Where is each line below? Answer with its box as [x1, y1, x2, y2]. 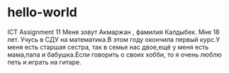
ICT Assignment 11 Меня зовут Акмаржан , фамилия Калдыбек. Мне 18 [7, 28, 220, 36]
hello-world [7, 4, 78, 21]
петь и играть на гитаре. [7, 57, 82, 66]
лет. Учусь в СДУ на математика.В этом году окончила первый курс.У [7, 35, 220, 43]
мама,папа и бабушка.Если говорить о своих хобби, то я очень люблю [7, 50, 222, 59]
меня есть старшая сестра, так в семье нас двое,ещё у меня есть [7, 43, 209, 51]
